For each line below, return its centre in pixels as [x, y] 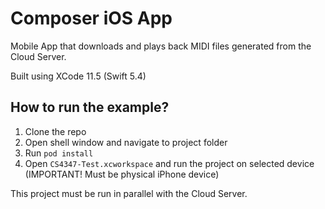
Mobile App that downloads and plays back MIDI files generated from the [161, 46]
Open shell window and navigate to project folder [126, 142]
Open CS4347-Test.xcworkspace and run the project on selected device [169, 163]
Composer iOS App [91, 18]
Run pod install [59, 153]
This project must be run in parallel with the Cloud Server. [129, 193]
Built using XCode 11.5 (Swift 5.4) [78, 76]
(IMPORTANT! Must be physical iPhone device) [122, 174]
